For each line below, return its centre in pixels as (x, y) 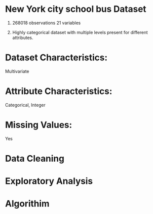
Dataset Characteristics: (56, 58)
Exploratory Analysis (49, 181)
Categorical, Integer (25, 105)
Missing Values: (39, 125)
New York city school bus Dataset (76, 9)
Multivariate (17, 71)
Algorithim (27, 204)
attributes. (23, 38)
